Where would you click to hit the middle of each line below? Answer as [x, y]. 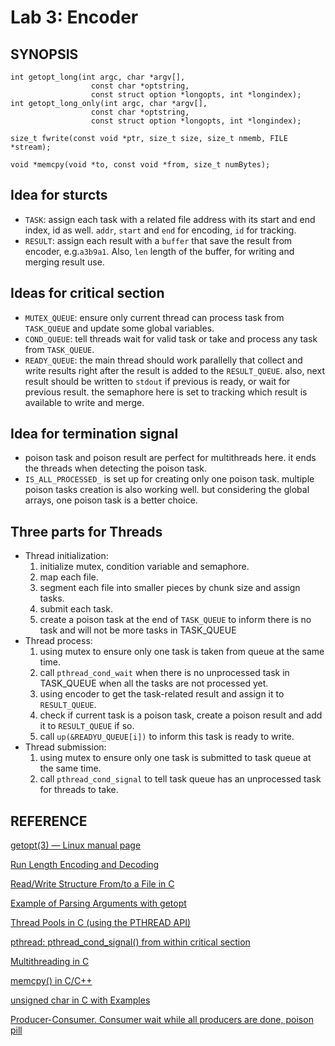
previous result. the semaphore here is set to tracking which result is [166, 392]
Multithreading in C [50, 962]
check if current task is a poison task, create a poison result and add [181, 715]
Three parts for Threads [86, 531]
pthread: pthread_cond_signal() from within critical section [130, 942]
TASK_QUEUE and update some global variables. [119, 328]
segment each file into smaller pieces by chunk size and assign [170, 588]
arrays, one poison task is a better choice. [111, 500]
